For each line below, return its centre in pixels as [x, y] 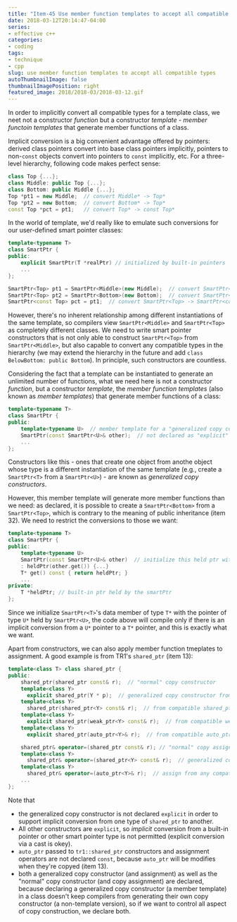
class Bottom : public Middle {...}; [62, 190]
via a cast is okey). [45, 844]
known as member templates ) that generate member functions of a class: [114, 396]
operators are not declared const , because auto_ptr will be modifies [117, 859]
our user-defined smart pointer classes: [65, 230]
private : [21, 586]
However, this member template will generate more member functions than [116, 498]
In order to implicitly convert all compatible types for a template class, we [114, 113]
